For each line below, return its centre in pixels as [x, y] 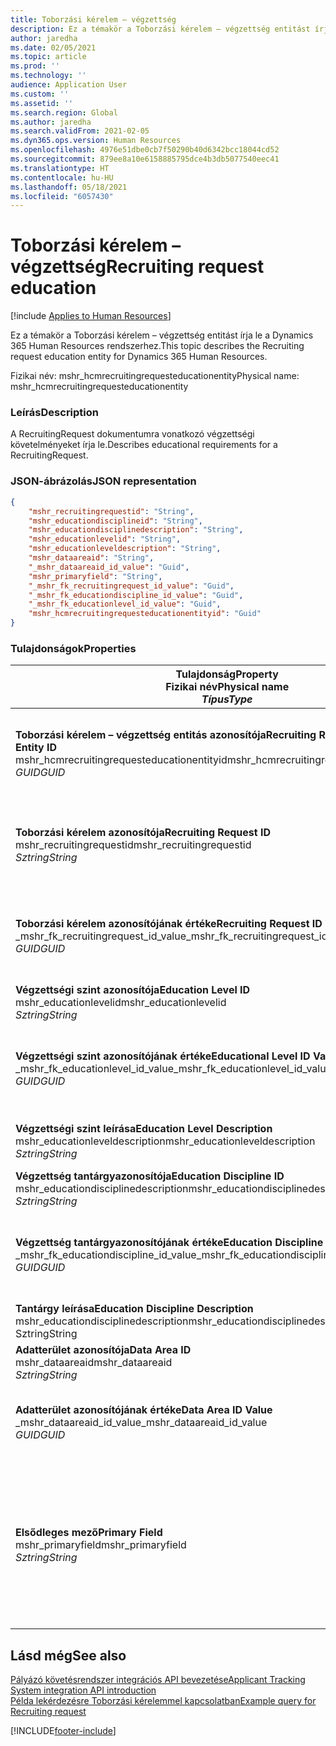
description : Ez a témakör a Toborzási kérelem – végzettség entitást [160, 29]
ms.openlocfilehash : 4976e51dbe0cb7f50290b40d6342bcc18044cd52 [145, 150]
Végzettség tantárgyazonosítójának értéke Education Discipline [169, 1243]
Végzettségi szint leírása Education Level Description [144, 1129]
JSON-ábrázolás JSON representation [103, 481]
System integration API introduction [83, 1690]
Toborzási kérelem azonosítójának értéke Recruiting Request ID [169, 924]
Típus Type [227, 699]
